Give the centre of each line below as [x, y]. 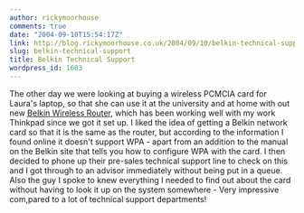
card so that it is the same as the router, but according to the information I [147, 132]
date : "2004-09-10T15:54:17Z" [66, 34]
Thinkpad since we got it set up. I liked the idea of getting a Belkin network [148, 122]
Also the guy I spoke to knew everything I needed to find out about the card [150, 180]
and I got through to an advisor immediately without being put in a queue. [146, 170]
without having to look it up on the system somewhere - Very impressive [144, 190]
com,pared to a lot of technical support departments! [108, 199]
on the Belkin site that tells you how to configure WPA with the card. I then [147, 151]
